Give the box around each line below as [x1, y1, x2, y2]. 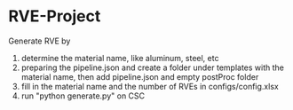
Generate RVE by [8, 35, 71, 46]
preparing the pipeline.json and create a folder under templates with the [20, 62, 285, 73]
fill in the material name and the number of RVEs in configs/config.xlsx [20, 81, 279, 91]
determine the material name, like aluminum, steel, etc [20, 52, 219, 63]
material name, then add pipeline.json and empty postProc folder [20, 71, 259, 82]
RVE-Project [8, 6, 101, 27]
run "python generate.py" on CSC [20, 90, 146, 101]
